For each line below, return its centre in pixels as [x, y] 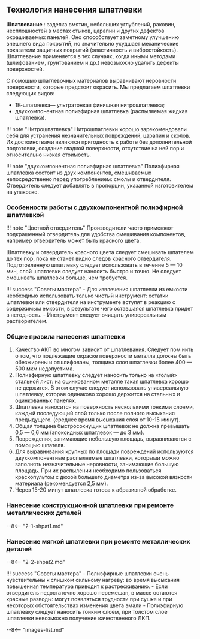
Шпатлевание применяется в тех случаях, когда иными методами [91, 56]
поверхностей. [25, 69]
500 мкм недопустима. [45, 369]
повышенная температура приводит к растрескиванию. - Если [87, 586]
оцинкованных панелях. [46, 400]
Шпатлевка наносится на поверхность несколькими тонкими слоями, [104, 407]
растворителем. [27, 321]
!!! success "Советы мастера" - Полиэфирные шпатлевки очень [87, 574]
